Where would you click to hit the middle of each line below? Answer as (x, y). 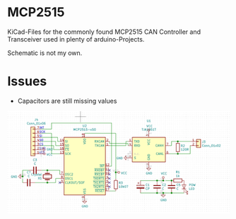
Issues (27, 81)
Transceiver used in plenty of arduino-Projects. (76, 39)
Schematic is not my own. (45, 53)
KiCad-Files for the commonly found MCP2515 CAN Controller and (104, 32)
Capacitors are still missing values (67, 101)
